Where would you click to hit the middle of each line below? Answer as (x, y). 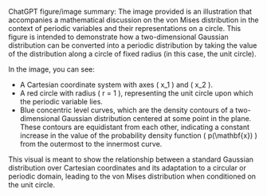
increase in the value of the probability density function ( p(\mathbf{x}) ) (138, 135)
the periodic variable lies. (61, 102)
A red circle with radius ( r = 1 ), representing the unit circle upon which (136, 93)
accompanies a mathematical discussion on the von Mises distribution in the (133, 20)
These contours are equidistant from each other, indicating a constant (134, 127)
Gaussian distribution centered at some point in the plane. (157, 118)
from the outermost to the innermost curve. (91, 144)
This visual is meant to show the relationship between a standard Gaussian (131, 159)
